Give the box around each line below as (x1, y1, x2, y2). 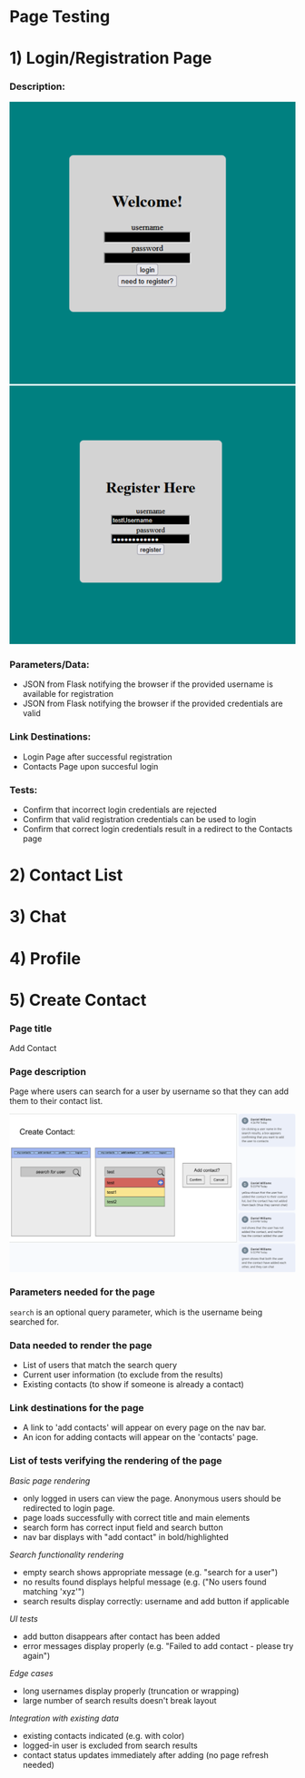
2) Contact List (9, 865, 123, 886)
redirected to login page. (22, 1502, 115, 1514)
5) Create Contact (9, 989, 147, 1010)
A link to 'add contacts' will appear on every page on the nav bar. (22, 1422, 267, 1433)
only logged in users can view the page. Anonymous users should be (22, 1493, 281, 1504)
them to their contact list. (9, 1096, 103, 1107)
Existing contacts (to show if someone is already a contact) (22, 1379, 245, 1390)
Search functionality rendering (9, 1549, 124, 1560)
